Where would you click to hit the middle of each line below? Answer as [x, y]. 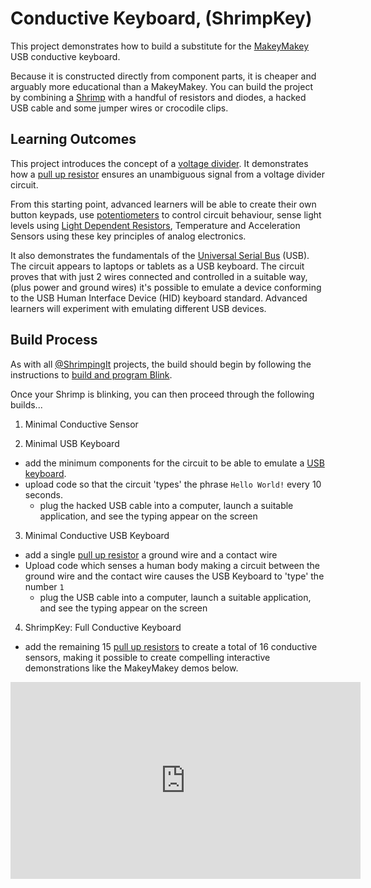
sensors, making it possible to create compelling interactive [147, 657]
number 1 [44, 586]
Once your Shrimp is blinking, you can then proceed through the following [162, 394]
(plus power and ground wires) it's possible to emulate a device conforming [166, 287]
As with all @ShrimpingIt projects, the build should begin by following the [161, 364]
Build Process [54, 340]
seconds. [44, 494]
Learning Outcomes [73, 139]
